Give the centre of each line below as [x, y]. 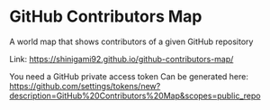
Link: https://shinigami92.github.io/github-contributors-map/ [121, 59]
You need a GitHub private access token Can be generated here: [129, 76]
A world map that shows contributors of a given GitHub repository [131, 41]
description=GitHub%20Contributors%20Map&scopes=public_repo [135, 96]
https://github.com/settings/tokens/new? [85, 86]
